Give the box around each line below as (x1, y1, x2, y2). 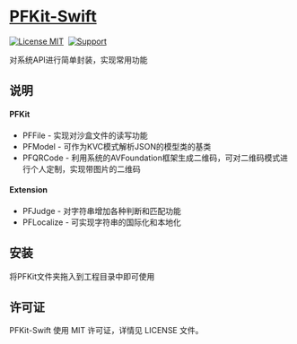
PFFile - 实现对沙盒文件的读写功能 (22, 130, 148, 141)
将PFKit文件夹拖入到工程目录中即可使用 (9, 271, 155, 281)
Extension (9, 185, 48, 195)
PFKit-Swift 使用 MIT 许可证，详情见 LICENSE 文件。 (9, 325, 204, 336)
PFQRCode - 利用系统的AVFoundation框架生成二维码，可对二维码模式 (22, 152, 281, 163)
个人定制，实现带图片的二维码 (30, 163, 141, 174)
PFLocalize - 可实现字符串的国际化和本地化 (22, 217, 182, 228)
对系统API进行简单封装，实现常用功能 (9, 54, 148, 64)
